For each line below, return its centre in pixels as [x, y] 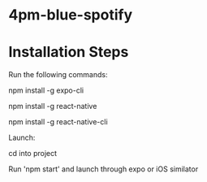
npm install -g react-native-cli [58, 122]
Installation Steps [69, 52]
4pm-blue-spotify [71, 15]
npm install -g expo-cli [46, 90]
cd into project [33, 154]
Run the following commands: [58, 75]
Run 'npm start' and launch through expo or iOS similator [103, 169]
